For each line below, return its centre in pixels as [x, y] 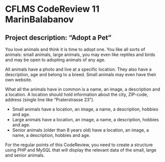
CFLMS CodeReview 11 [52, 9]
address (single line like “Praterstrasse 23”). [50, 100]
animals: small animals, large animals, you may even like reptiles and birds [80, 54]
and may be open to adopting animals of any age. [55, 60]
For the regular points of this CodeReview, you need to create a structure [79, 145]
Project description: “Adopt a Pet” [58, 38]
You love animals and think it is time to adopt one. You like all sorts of [75, 49]
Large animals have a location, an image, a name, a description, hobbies [85, 120]
